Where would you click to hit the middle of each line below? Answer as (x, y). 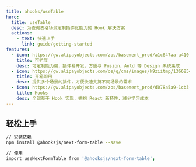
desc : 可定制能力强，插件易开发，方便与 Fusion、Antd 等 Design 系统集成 (98, 66)
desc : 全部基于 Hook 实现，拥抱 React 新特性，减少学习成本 (83, 98)
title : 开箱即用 (34, 76)
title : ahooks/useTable (35, 11)
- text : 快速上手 (36, 39)
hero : (13, 17)
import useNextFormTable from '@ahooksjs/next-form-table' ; (81, 159)
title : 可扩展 (32, 60)
